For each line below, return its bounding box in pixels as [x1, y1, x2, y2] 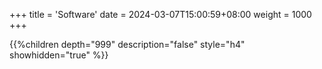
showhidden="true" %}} [9, 49, 109, 61]
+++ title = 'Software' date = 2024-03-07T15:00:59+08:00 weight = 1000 [9, 9, 312, 20]
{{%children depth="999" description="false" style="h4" [9, 39, 246, 50]
